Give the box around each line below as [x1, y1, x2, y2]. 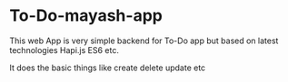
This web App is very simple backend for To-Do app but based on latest [9, 35, 279, 46]
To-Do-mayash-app [9, 5, 164, 26]
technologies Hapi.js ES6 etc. [9, 44, 120, 55]
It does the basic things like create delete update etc [9, 62, 206, 73]
